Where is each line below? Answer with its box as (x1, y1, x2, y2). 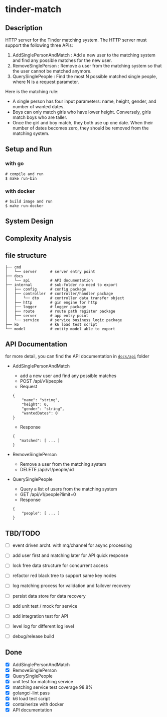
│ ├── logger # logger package (5, 304, 86, 309)
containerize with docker (12, 701, 64, 707)
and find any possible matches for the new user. (12, 57, 112, 63)
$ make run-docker (5, 203, 44, 208)
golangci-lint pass (12, 690, 50, 696)
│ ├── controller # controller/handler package (5, 291, 113, 296)
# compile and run (5, 171, 44, 177)
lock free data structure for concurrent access (12, 562, 108, 568)
